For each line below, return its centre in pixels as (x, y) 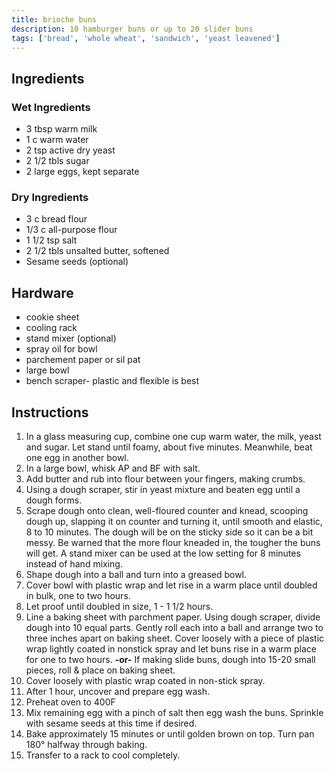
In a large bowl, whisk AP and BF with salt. (113, 468)
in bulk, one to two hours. (78, 595)
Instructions (50, 412)
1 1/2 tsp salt (51, 240)
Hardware (42, 292)
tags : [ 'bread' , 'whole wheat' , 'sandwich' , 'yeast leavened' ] (146, 38)
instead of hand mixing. (74, 563)
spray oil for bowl (61, 349)
